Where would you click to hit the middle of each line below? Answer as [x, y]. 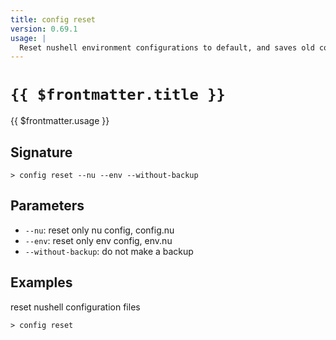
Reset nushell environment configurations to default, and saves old [167, 47]
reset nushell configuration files [75, 307]
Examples [41, 282]
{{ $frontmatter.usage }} [60, 121]
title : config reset [53, 19]
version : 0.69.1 [44, 29]
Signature [41, 152]
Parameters [47, 206]
